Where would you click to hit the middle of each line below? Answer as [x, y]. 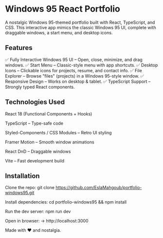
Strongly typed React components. [40, 87]
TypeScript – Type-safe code [34, 123]
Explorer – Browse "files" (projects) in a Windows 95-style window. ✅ [75, 76]
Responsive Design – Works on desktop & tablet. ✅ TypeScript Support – [78, 81]
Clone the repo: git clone [30, 188]
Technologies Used [35, 102]
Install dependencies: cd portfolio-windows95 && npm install [66, 202]
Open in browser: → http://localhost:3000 [47, 221]
